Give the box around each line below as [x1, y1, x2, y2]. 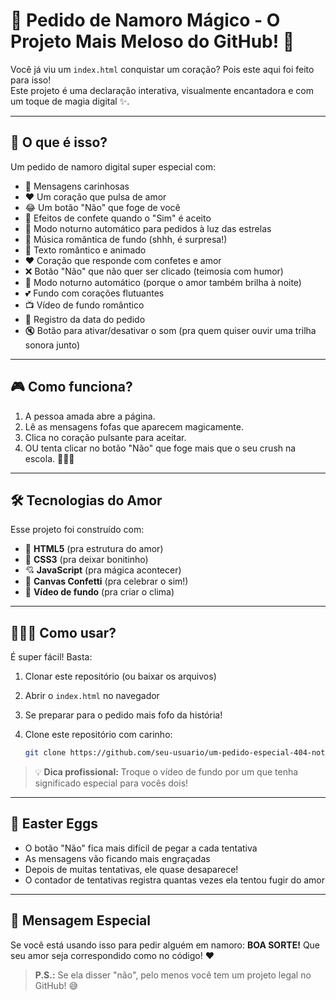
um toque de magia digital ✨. [10, 95, 130, 107]
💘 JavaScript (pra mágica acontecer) [24, 564, 182, 576]
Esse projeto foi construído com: [10, 524, 145, 536]
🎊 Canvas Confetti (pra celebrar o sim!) [24, 575, 189, 588]
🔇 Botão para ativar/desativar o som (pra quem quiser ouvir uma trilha [24, 324, 317, 336]
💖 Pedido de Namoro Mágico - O [10, 9, 281, 32]
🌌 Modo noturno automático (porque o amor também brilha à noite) [24, 276, 302, 288]
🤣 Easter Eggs [10, 815, 99, 833]
